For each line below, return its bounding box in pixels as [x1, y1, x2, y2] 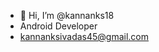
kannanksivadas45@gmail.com [19, 31, 150, 42]
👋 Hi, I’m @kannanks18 [19, 10, 115, 21]
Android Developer [19, 20, 98, 32]
